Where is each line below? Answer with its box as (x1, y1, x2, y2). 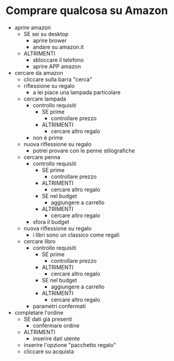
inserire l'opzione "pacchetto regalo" (23, 341, 116, 348)
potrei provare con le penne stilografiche (32, 147, 135, 154)
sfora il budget (32, 218, 69, 226)
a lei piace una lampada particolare (32, 88, 121, 96)
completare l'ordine (14, 309, 64, 316)
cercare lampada (23, 95, 66, 102)
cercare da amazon (14, 69, 63, 76)
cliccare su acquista (23, 348, 74, 355)
